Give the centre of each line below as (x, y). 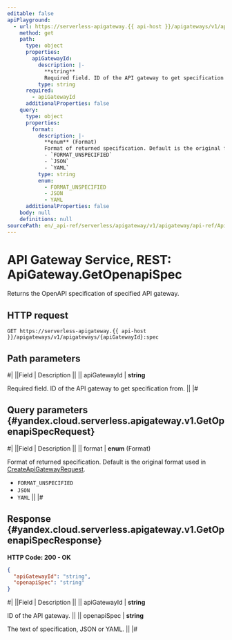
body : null (35, 213)
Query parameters (48, 410)
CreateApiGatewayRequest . (46, 469)
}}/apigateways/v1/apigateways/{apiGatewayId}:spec (83, 337)
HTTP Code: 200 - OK (39, 557)
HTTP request (38, 315)
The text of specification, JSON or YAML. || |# (72, 629)
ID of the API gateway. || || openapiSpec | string (75, 616)
